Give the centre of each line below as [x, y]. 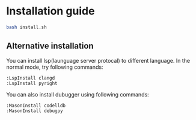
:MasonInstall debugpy [35, 111]
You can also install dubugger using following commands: [78, 94]
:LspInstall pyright [32, 83]
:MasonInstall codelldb [36, 106]
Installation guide [51, 11]
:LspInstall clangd [31, 78]
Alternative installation [50, 46]
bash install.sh [26, 27]
